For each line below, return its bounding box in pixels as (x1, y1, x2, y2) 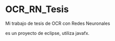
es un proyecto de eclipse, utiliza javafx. (5, 30, 90, 36)
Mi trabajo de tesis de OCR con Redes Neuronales (5, 20, 110, 26)
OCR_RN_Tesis (5, 4, 69, 15)
